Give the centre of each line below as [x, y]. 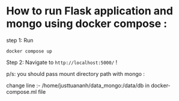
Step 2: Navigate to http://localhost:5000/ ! [62, 62]
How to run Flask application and [89, 11]
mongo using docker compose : [87, 24]
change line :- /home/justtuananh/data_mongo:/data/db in [78, 85]
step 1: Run [20, 40]
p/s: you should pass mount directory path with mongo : [76, 74]
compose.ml [22, 91]
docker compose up [29, 51]
